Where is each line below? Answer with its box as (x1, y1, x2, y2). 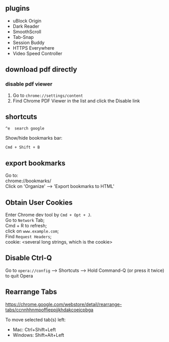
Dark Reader (12, 23, 39, 29)
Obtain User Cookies (5, 198, 73, 207)
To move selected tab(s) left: (5, 316, 66, 323)
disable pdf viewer (5, 80, 53, 88)
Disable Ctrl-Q (5, 253, 52, 263)
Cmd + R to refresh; (5, 222, 47, 228)
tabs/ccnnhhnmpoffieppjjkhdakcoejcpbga (5, 307, 94, 313)
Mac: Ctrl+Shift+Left (12, 326, 56, 332)
